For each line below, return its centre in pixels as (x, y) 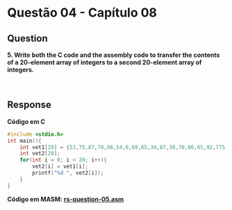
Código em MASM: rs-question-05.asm (66, 199)
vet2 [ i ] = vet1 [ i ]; (60, 167)
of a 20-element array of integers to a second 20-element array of (105, 62)
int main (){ (24, 141)
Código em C (26, 121)
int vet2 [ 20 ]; (40, 154)
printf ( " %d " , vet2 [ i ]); (68, 173)
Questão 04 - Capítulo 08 (82, 13)
